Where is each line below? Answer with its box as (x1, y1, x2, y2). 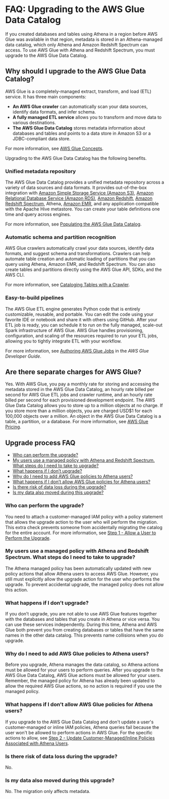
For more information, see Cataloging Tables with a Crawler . (5, 281, 130, 288)
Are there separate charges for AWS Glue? (5, 368, 142, 376)
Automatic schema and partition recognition (5, 234, 116, 241)
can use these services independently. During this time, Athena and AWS (5, 621, 157, 627)
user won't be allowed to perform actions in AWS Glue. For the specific (5, 729, 153, 735)
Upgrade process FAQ (5, 438, 76, 447)
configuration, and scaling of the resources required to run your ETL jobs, (5, 332, 158, 338)
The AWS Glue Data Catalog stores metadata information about (12, 125, 145, 131)
